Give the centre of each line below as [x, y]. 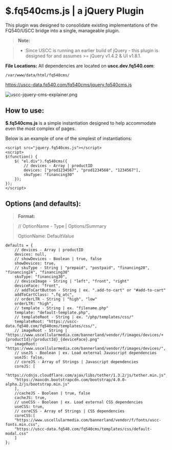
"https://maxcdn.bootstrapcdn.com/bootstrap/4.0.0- [71, 380]
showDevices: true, [35, 263]
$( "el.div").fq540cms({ [41, 161]
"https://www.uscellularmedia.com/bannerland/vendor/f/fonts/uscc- [88, 420]
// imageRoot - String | [41, 330]
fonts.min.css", [23, 424]
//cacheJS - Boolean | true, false [52, 393]
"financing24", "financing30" [38, 272]
